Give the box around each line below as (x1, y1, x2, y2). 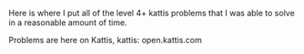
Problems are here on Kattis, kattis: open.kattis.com (8, 35, 202, 45)
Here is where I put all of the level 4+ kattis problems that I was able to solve (8, 8, 295, 18)
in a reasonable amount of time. (8, 17, 128, 28)
